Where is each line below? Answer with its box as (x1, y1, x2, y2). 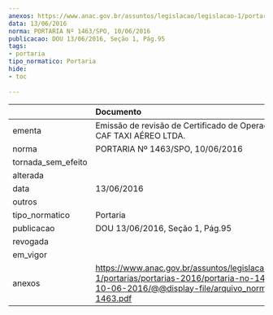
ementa (12, 125, 42, 136)
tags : (8, 42, 27, 50)
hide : (8, 65, 27, 73)
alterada (12, 169, 45, 181)
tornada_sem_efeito (12, 156, 88, 168)
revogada (12, 235, 49, 247)
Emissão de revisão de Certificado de (95, 120, 238, 131)
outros (12, 196, 38, 208)
